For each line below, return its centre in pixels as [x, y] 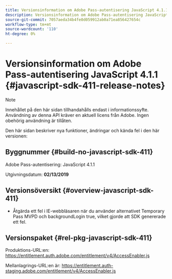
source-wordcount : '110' [32, 29]
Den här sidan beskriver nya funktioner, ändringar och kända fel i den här [82, 130]
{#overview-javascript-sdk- [108, 191]
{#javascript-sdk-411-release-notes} [85, 86]
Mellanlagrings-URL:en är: [33, 266]
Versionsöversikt [33, 191]
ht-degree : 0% [20, 34]
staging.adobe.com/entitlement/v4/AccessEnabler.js [61, 271]
